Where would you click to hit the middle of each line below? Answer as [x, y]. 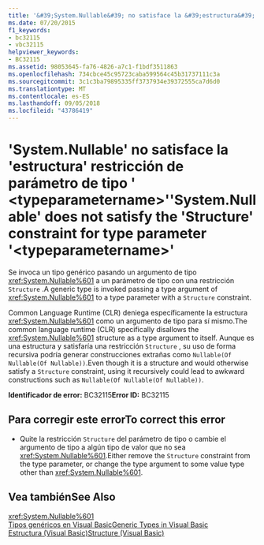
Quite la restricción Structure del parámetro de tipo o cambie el [123, 439]
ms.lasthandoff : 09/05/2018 [54, 103]
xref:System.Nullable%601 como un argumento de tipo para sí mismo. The [128, 321]
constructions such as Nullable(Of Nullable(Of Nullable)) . [106, 379]
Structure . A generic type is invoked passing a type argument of [113, 289]
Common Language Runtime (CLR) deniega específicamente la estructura [128, 312]
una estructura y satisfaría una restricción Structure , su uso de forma [122, 346]
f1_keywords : [30, 30]
